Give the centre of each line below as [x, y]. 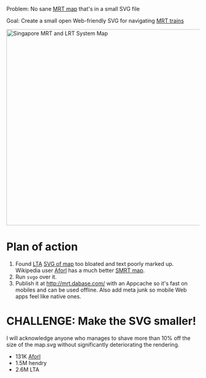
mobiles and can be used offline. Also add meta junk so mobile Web [101, 290]
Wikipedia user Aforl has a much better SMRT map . [80, 270]
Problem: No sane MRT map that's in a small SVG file [73, 9]
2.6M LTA [27, 369]
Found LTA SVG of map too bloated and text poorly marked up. [94, 263]
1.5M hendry [31, 363]
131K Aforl [28, 356]
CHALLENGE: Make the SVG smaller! [101, 321]
